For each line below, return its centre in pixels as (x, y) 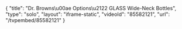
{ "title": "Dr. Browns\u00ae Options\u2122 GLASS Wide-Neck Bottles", (91, 8)
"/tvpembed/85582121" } (35, 20)
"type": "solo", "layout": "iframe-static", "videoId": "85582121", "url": (88, 14)
